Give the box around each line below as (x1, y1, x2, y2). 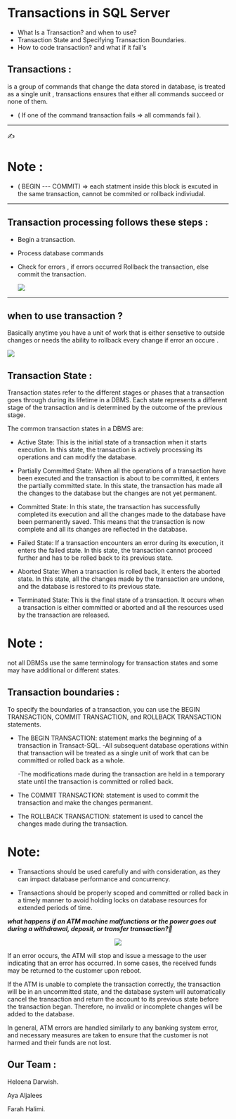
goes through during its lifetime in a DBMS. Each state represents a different (7, 396, 228, 404)
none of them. (7, 97, 48, 105)
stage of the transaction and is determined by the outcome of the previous (7, 403, 223, 412)
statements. (7, 720, 42, 729)
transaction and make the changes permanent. (17, 798, 153, 807)
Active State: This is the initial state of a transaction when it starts (17, 438, 207, 447)
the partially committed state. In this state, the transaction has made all (17, 482, 223, 490)
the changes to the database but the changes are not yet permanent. (17, 489, 217, 497)
